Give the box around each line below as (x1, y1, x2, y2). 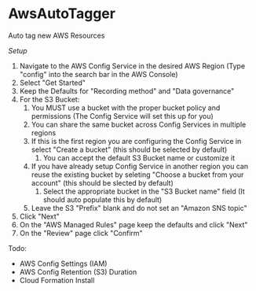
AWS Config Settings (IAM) (19, 259, 108, 268)
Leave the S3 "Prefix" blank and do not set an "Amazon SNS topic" (31, 203, 247, 212)
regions (31, 127, 57, 138)
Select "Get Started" (19, 78, 86, 87)
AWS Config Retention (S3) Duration (19, 267, 137, 276)
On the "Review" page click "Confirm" (19, 228, 143, 238)
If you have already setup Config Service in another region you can (31, 161, 249, 171)
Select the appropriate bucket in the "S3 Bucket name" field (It (42, 186, 245, 196)
